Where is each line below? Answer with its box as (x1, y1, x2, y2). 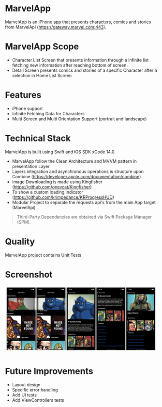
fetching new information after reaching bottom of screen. (12, 62, 128, 68)
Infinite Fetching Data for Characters (12, 110, 85, 116)
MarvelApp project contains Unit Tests (5, 252, 82, 258)
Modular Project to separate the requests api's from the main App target (12, 199, 156, 205)
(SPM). (16, 219, 31, 225)
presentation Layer (12, 163, 50, 169)
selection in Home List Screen (12, 72, 72, 78)
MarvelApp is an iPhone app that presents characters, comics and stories (5, 19, 151, 25)
